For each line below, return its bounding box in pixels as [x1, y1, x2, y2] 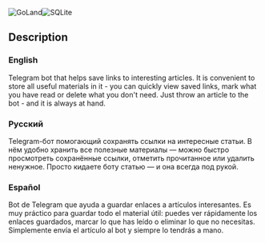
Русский [8, 118, 44, 129]
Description [8, 30, 68, 44]
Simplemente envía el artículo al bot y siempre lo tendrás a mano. [8, 225, 224, 235]
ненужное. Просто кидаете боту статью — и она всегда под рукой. [8, 161, 239, 171]
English [8, 54, 38, 66]
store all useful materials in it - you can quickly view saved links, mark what [8, 81, 257, 91]
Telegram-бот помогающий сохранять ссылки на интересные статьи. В [8, 136, 252, 145]
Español [8, 181, 41, 193]
